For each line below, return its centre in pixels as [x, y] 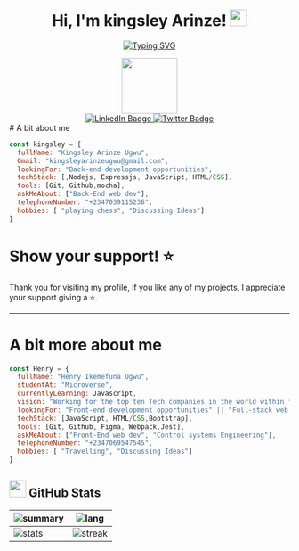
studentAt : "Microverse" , [65, 385]
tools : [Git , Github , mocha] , [71, 186]
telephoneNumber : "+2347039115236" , [85, 202]
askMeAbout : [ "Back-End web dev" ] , [83, 194]
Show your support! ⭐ [92, 256]
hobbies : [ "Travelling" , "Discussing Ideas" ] [105, 452]
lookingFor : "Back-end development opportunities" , [115, 169]
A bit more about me [86, 345]
